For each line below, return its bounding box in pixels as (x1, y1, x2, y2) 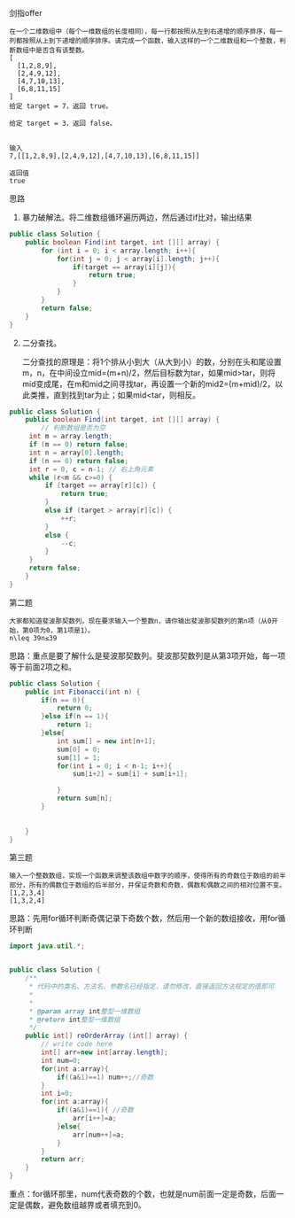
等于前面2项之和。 (9, 661, 77, 671)
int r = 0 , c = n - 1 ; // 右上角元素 (28, 464, 154, 474)
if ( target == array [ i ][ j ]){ (72, 262, 176, 272)
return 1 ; (56, 720, 93, 729)
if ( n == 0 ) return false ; (28, 456, 128, 465)
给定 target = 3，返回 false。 (9, 119, 117, 128)
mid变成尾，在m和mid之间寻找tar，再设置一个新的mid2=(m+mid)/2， (21, 378, 276, 389)
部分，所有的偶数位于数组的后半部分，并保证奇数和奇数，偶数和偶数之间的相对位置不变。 (9, 881, 286, 890)
